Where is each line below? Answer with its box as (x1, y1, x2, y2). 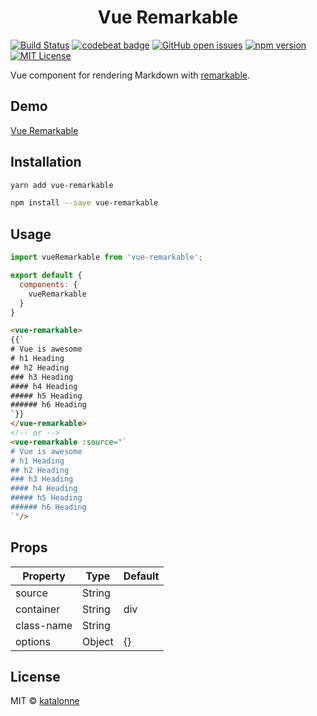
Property (22, 569, 66, 583)
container (15, 602, 61, 616)
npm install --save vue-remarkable (10, 198, 159, 208)
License (10, 668, 61, 685)
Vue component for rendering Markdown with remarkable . (10, 69, 250, 81)
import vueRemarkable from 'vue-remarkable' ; (10, 252, 203, 263)
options (15, 634, 51, 648)
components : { (19, 279, 78, 290)
